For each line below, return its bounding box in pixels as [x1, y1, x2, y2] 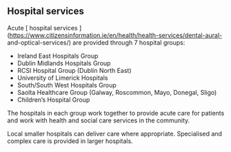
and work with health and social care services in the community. [7, 116, 190, 124]
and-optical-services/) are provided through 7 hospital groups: [7, 38, 185, 47]
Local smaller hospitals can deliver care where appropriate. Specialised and [7, 129, 223, 138]
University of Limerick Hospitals [17, 74, 108, 82]
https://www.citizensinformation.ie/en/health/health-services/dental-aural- [9, 31, 223, 39]
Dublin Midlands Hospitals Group [17, 58, 111, 67]
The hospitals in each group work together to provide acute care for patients [7, 109, 225, 117]
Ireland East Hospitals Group [17, 52, 99, 60]
